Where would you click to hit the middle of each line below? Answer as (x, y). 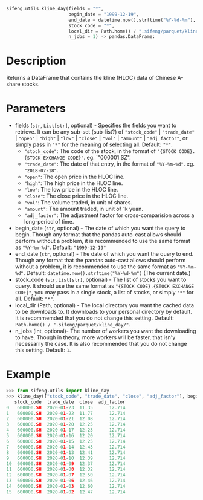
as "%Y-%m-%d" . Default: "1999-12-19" (60, 247)
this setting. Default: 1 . (43, 350)
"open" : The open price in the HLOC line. (74, 177)
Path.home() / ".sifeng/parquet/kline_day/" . (73, 325)
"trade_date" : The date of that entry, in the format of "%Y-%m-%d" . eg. (109, 164)
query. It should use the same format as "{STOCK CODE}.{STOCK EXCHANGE (105, 286)
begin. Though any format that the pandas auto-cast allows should (98, 235)
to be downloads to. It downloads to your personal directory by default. (103, 312)
